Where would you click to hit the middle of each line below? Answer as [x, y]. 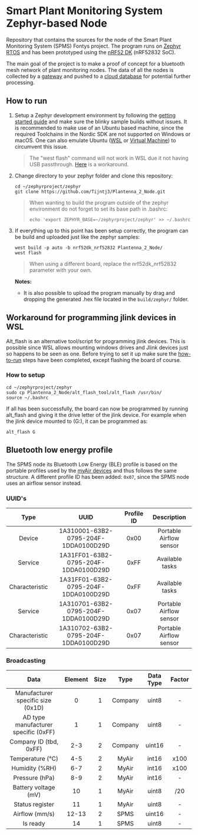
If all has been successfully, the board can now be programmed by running [97, 409]
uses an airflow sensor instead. [44, 483]
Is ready [34, 824]
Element [76, 679]
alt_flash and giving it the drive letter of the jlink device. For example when [96, 415]
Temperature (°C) [34, 759]
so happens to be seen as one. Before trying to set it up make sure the [91, 354]
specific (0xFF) [34, 732]
